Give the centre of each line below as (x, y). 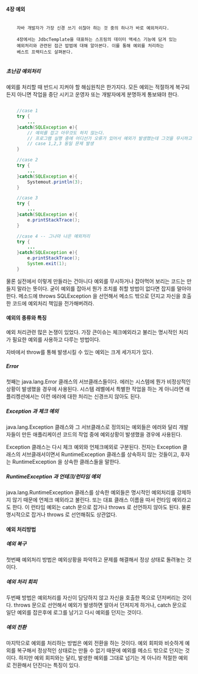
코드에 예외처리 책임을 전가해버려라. (53, 303)
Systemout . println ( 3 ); (55, 182)
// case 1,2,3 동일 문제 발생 (61, 144)
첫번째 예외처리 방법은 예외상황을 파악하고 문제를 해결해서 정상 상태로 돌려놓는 (96, 560)
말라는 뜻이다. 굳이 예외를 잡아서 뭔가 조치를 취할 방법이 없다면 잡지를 (96, 288)
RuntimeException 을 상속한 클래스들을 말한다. (66, 461)
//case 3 (27, 198)
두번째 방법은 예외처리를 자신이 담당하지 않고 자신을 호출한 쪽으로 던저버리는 (93, 598)
